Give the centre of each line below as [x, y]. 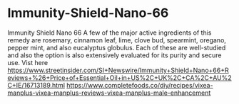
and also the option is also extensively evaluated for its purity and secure [115, 55]
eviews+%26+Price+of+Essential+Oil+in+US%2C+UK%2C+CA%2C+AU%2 [119, 77]
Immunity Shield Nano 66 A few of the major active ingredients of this [110, 33]
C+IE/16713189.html [36, 85]
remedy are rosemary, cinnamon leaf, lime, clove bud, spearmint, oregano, [117, 40]
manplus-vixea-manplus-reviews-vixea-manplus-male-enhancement [109, 93]
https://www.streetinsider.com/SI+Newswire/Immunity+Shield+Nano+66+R [118, 70]
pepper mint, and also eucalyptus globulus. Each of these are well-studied [117, 47]
